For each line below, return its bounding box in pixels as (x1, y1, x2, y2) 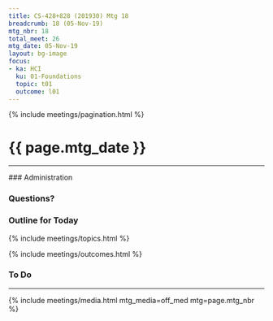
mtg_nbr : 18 (8, 27, 49, 35)
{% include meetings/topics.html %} (8, 233, 130, 243)
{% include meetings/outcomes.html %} (8, 249, 143, 258)
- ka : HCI (8, 65, 42, 73)
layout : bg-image (8, 50, 67, 58)
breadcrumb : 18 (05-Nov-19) (8, 20, 104, 28)
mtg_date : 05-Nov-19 (8, 42, 79, 50)
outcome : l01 (15, 87, 60, 96)
